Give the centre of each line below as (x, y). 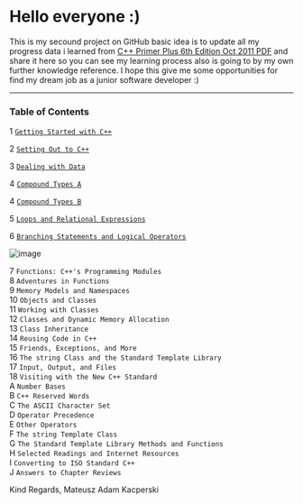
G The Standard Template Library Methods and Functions (116, 444)
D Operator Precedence (52, 415)
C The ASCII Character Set (60, 405)
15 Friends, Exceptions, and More (73, 348)
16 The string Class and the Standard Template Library (116, 357)
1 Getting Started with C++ (61, 132)
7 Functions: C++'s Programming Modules (86, 271)
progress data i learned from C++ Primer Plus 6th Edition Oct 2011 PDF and (149, 50)
